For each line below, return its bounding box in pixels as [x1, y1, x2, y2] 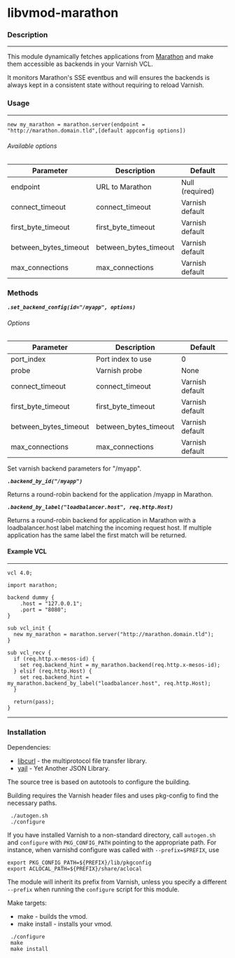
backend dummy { [7, 594, 55, 601]
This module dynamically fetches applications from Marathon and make [7, 53, 214, 61]
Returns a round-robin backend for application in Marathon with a [7, 516, 197, 525]
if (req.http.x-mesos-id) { [13, 655, 96, 662]
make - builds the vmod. [17, 912, 88, 920]
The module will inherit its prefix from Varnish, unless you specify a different [7, 877, 227, 886]
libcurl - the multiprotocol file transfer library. [17, 756, 148, 765]
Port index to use [95, 354, 152, 364]
